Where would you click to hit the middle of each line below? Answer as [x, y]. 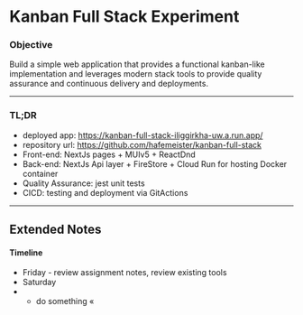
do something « [65, 301]
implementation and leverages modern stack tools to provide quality [136, 74]
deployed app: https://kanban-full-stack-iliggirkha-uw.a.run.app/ [142, 135]
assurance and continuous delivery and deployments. [109, 84]
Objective [31, 45]
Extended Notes [55, 230]
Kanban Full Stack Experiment [124, 17]
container [40, 173]
